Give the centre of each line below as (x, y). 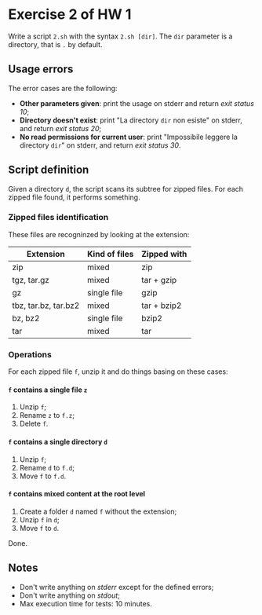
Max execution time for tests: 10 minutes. (86, 603)
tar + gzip (159, 280)
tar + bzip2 (161, 306)
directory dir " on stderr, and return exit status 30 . (100, 145)
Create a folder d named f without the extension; (98, 511)
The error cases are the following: (63, 88)
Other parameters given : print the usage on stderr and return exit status (137, 103)
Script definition (49, 170)
